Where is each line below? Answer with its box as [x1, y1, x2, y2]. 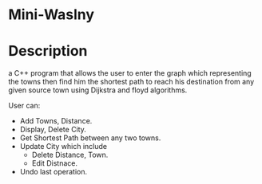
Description [8, 42, 88, 61]
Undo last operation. [19, 167, 88, 177]
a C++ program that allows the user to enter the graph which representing [8, 69, 252, 78]
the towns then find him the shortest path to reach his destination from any [8, 77, 255, 87]
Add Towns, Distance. [19, 116, 93, 126]
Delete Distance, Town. [31, 150, 109, 160]
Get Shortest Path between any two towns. [19, 133, 161, 143]
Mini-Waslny [8, 6, 94, 24]
